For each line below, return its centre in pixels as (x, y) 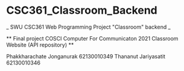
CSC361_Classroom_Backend (82, 10)
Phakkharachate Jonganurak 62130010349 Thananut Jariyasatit (86, 56)
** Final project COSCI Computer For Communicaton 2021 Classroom (92, 38)
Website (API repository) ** (40, 45)
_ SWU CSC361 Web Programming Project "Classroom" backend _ (88, 27)
